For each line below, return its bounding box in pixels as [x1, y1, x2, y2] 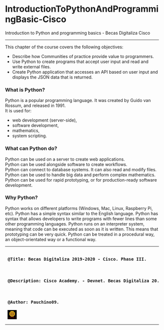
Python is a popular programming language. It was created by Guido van [5, 98, 151, 103]
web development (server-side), [12, 117, 77, 123]
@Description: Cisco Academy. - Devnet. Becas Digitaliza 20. [7, 278, 160, 284]
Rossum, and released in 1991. [5, 103, 66, 108]
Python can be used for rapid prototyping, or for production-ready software [5, 177, 157, 183]
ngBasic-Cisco [5, 14, 67, 25]
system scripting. [12, 133, 47, 139]
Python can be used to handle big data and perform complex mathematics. [5, 172, 156, 178]
